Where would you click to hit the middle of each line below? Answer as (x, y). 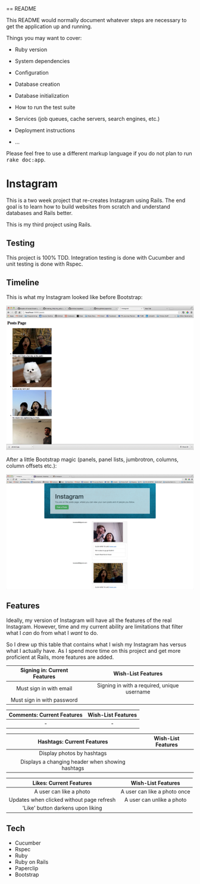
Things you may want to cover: (44, 38)
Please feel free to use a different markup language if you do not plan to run (99, 153)
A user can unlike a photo (155, 800)
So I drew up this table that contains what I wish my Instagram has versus (96, 644)
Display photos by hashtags (73, 754)
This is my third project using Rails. (49, 224)
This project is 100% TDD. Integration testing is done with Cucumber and (96, 257)
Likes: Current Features (62, 783)
